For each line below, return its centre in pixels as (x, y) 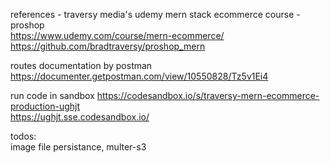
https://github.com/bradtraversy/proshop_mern (108, 46)
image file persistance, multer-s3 (78, 147)
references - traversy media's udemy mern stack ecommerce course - (155, 14)
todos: (23, 136)
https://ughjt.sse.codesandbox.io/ (80, 117)
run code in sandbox (52, 95)
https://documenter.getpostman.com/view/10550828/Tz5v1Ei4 (139, 76)
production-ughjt (45, 106)
